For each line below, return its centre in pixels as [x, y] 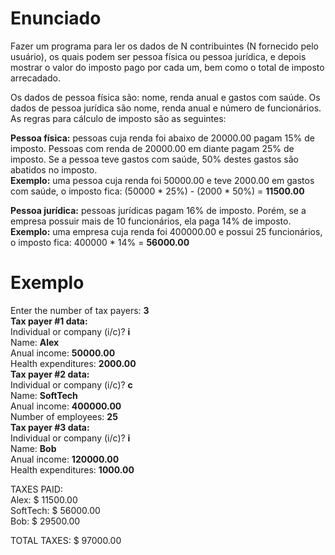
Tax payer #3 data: [50, 427]
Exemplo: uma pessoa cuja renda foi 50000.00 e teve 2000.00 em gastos [162, 180]
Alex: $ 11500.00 [44, 499]
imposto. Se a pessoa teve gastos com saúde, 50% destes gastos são [154, 159]
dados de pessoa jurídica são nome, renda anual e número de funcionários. [166, 108]
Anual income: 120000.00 [65, 459]
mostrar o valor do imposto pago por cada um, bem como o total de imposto [167, 67]
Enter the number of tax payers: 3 [80, 310]
